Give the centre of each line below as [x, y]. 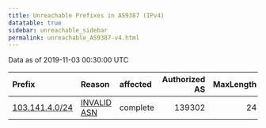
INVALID [96, 103]
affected [135, 85]
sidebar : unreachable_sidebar [58, 30]
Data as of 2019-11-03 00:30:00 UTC [68, 60]
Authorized [184, 80]
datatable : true [35, 23]
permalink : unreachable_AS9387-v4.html [74, 38]
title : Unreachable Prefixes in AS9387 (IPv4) [86, 15]
